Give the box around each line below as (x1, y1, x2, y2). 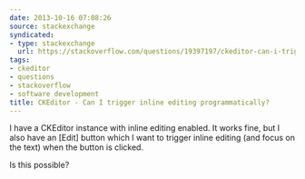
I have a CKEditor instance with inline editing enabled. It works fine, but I (9, 123, 280, 134)
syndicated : (9, 30, 54, 39)
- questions (9, 73, 54, 82)
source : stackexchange (9, 22, 95, 31)
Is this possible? (9, 160, 70, 171)
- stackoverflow (9, 81, 71, 90)
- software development (9, 89, 100, 98)
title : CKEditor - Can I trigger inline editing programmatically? (9, 97, 271, 107)
